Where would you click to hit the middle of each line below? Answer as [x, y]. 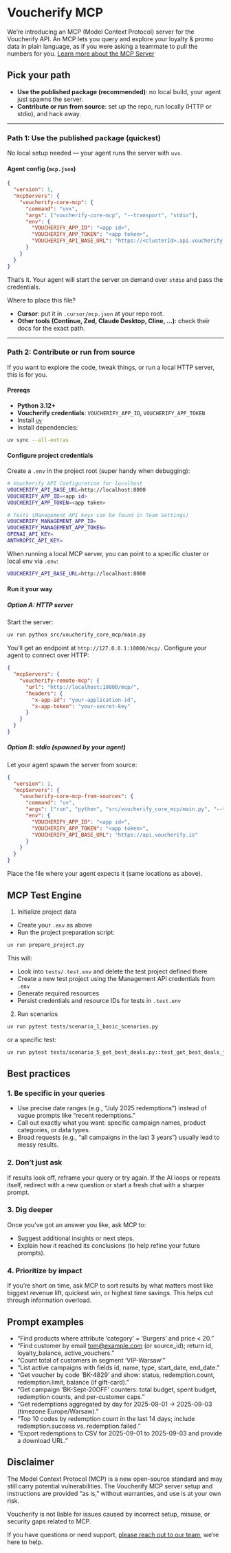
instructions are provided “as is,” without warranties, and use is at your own [114, 1493]
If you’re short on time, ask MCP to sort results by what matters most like [110, 1286]
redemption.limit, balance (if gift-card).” [73, 1382]
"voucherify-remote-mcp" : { [59, 681]
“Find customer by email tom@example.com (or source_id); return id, [115, 1345]
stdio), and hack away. [49, 113]
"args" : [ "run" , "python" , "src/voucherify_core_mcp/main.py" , [118, 809]
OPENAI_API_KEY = [30, 534]
